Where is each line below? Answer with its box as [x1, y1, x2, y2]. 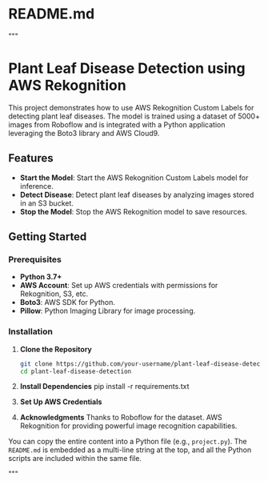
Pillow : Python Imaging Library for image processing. [19, 306, 196, 316]
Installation [8, 326, 54, 337]
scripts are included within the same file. [8, 454, 142, 463]
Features [8, 151, 54, 165]
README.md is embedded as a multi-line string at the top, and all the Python [8, 445, 252, 455]
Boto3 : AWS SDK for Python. [19, 298, 116, 307]
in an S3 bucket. [19, 198, 74, 208]
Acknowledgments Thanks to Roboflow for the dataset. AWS [19, 413, 222, 423]
